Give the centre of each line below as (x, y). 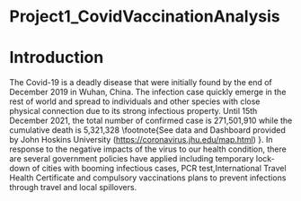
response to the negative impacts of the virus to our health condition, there (148, 149)
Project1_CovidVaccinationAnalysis (145, 17)
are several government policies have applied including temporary (132, 159)
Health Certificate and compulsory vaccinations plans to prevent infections (148, 178)
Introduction (57, 58)
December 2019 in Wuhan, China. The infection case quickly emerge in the (148, 92)
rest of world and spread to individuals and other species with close (135, 101)
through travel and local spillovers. (73, 188)
